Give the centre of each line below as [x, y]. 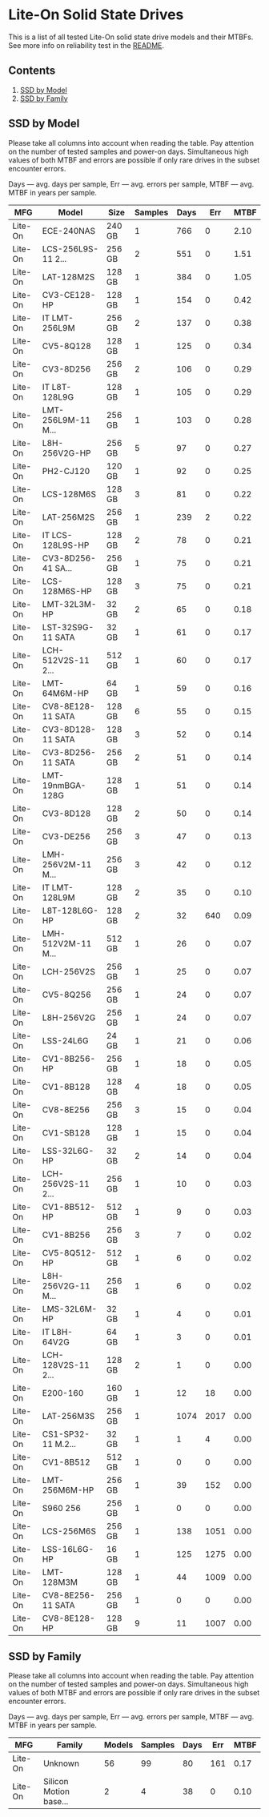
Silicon [56, 1782]
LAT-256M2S [68, 517]
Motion [56, 1791]
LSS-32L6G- [68, 1151]
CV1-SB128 [66, 1132]
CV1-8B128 [66, 1087]
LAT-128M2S [68, 276]
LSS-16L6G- [68, 1549]
